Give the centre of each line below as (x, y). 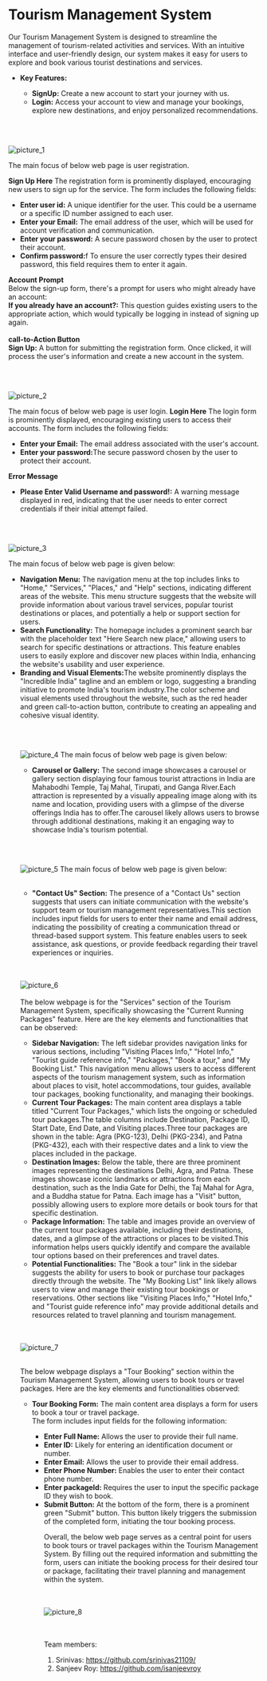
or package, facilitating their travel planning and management (144, 1571)
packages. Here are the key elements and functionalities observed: (130, 1388)
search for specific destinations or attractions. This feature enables (130, 647)
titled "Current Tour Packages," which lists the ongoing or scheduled (144, 1111)
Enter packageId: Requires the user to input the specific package (151, 1487)
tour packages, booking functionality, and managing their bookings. (143, 1094)
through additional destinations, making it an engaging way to (133, 821)
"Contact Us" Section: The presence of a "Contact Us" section (136, 892)
